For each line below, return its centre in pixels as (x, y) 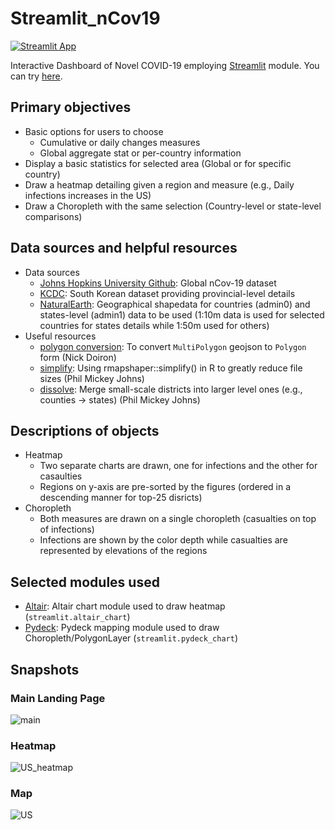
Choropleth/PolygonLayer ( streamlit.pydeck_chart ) (131, 638)
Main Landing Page (58, 698)
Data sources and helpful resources (124, 248)
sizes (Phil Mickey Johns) (92, 378)
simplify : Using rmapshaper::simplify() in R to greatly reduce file (171, 368)
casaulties (61, 476)
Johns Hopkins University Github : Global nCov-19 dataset (158, 283)
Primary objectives (71, 107)
